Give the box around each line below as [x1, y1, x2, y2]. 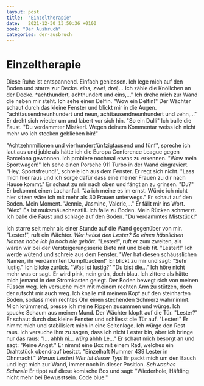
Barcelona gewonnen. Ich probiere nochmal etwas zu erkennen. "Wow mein [6, 155, 197, 162]
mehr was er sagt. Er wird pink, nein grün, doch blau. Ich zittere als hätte [6, 270, 189, 277]
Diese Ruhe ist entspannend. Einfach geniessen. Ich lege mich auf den [6, 78, 183, 85]
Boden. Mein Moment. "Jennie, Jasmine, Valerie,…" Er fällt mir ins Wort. [6, 200, 186, 207]
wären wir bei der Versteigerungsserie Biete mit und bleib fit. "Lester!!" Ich [6, 245, 193, 252]
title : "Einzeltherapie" [6, 15, 72, 21]
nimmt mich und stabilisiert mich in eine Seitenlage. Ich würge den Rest [6, 322, 186, 329]
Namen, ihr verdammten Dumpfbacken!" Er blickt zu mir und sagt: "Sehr [6, 257, 188, 265]
